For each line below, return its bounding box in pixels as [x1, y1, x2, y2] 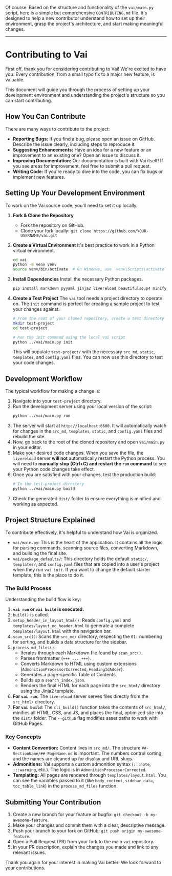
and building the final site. [12, 550, 68, 556]
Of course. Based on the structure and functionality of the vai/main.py [5, 5, 154, 10]
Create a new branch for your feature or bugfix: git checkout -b [12, 811, 148, 818]
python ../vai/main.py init [12, 339, 73, 345]
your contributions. [5, 865, 46, 871]
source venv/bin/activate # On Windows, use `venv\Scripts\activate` [12, 267, 167, 272]
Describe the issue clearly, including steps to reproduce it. [12, 141, 136, 147]
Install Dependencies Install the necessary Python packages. [12, 276, 143, 282]
